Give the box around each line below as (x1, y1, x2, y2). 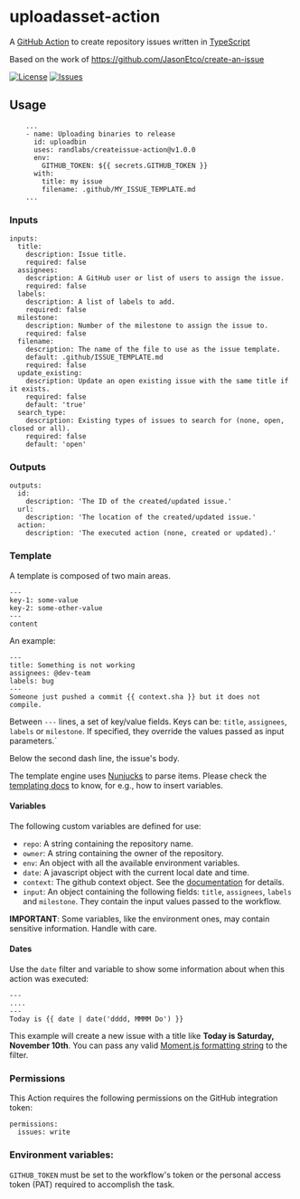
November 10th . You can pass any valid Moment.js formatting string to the (9, 1040, 287, 1051)
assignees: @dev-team (9, 668, 91, 677)
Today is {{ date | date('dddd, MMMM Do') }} (9, 1015, 183, 1024)
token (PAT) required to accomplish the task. (9, 1178, 175, 1190)
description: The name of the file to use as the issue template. (25, 345, 281, 354)
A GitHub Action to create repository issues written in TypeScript (9, 36, 250, 47)
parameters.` (9, 735, 57, 746)
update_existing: (17, 369, 83, 378)
